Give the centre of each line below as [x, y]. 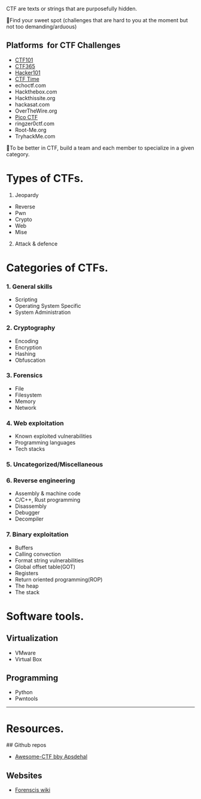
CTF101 [24, 60]
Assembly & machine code [48, 494]
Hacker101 [28, 72]
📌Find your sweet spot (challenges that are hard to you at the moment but [97, 20]
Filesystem [28, 395]
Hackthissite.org [35, 98]
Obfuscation [30, 360]
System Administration [43, 312]
